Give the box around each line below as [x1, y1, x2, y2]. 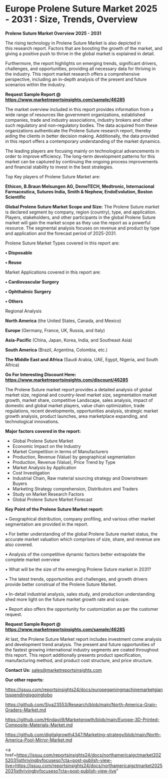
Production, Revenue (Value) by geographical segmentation [12, 454, 136, 460]
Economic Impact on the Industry [12, 443, 81, 449]
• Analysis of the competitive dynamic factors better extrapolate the [5, 551, 145, 557]
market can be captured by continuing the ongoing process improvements [5, 158, 158, 164]
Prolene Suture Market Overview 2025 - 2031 [5, 30, 101, 36]
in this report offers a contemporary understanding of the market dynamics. [5, 138, 161, 144]
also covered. [5, 542, 33, 548]
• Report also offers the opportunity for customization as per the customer [5, 606, 158, 612]
